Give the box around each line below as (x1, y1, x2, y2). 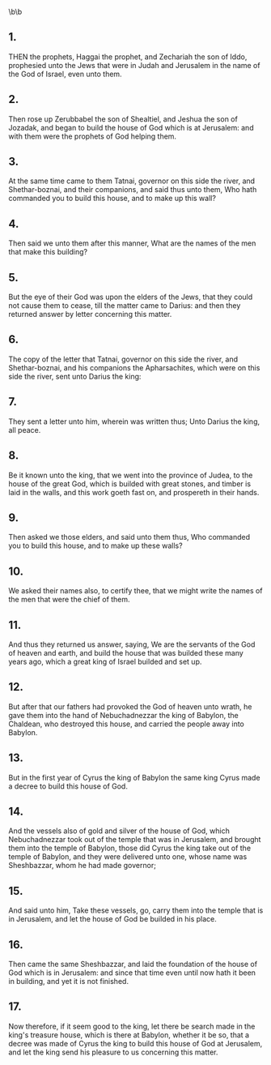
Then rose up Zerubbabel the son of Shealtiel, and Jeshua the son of (8, 113, 239, 124)
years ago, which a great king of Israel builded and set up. (8, 657, 202, 666)
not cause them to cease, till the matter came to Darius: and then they (8, 301, 241, 310)
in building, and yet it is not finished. (8, 977, 129, 986)
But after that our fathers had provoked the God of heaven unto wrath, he (8, 701, 252, 712)
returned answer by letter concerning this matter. (8, 310, 172, 319)
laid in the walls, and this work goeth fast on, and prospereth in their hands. (8, 487, 260, 497)
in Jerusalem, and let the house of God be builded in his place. (8, 914, 217, 924)
